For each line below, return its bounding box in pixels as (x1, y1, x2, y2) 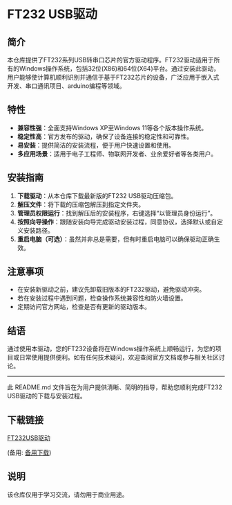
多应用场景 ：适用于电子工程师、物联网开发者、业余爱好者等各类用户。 (17, 150, 217, 158)
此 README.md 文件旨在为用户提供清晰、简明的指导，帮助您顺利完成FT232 (7, 383, 223, 391)
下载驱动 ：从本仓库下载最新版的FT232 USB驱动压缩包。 (17, 191, 177, 200)
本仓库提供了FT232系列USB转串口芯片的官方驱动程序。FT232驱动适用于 (7, 56, 214, 64)
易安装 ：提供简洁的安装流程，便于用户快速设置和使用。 (17, 141, 175, 149)
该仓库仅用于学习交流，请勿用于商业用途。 (7, 490, 128, 499)
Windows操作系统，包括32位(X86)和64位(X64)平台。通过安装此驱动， (19, 64, 220, 73)
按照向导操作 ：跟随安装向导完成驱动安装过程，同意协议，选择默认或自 (17, 218, 217, 226)
